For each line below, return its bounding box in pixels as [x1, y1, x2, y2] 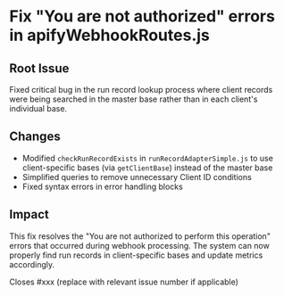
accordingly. [9, 259, 55, 269]
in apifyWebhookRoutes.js [9, 25, 210, 45]
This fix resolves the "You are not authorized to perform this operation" [9, 230, 271, 242]
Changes [9, 129, 61, 144]
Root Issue [9, 61, 70, 76]
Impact [9, 207, 49, 222]
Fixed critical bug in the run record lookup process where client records [9, 85, 273, 95]
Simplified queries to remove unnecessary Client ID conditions [21, 171, 252, 182]
